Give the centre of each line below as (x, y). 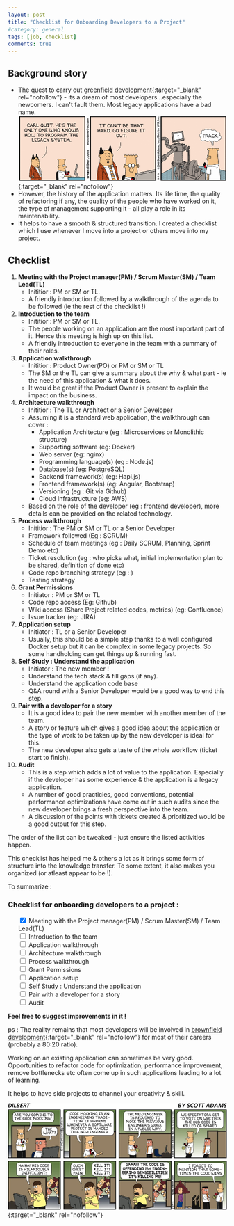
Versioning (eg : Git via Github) (83, 491)
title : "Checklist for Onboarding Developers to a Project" (97, 22)
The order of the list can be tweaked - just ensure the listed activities (107, 838)
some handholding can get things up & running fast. (102, 654)
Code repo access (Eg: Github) (73, 603)
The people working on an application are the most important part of (126, 329)
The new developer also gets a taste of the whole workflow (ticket (123, 750)
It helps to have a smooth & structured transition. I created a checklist (117, 223)
